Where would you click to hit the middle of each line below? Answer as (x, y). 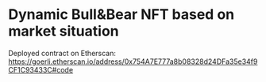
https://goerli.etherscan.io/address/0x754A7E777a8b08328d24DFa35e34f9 (133, 61)
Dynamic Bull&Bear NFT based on (121, 15)
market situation (64, 31)
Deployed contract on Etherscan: (62, 53)
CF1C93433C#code (41, 69)
